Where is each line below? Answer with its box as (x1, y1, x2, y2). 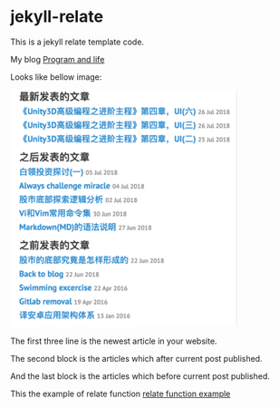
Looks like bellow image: (10, 71, 102, 83)
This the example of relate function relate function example (10, 388, 231, 399)
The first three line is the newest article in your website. (10, 335, 217, 346)
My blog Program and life (10, 53, 105, 64)
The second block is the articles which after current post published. (10, 353, 263, 364)
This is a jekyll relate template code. (10, 36, 144, 47)
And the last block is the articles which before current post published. (10, 370, 271, 382)
